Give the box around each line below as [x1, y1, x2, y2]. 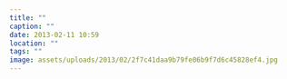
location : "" [9, 38, 59, 48]
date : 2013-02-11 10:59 [9, 30, 100, 39]
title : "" [9, 13, 47, 23]
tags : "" [9, 47, 43, 56]
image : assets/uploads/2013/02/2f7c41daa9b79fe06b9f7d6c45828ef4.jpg [9, 55, 279, 64]
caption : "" [9, 22, 54, 31]
